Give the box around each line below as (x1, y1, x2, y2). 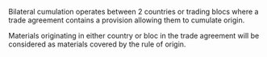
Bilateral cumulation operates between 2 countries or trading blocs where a (8, 7, 259, 16)
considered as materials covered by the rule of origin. (8, 39, 186, 49)
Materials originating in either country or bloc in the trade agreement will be (8, 31, 260, 40)
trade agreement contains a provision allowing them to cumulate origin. (8, 15, 245, 25)
